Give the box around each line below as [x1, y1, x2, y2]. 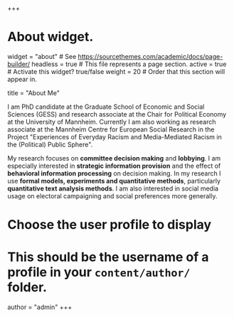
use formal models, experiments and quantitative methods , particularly [7, 176, 221, 185]
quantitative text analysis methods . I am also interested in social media [7, 184, 219, 193]
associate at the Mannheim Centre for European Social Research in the [7, 125, 215, 134]
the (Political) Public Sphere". [7, 140, 93, 149]
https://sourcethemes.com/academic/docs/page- [78, 52, 223, 60]
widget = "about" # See [7, 52, 77, 60]
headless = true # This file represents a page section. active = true [31, 60, 227, 68]
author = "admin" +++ [7, 303, 73, 311]
